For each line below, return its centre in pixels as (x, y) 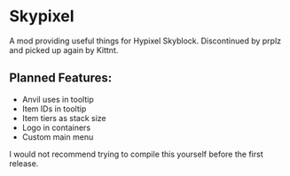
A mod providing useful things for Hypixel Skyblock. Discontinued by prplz (145, 41)
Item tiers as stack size (64, 118)
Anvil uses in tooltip (58, 99)
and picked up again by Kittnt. (64, 50)
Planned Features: (61, 78)
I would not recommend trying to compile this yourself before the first (136, 154)
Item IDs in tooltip (54, 109)
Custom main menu (58, 137)
